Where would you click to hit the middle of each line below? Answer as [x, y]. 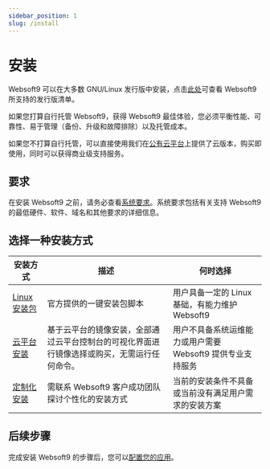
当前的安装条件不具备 [213, 381]
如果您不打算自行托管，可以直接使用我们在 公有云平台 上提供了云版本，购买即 [135, 144]
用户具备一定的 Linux [212, 293]
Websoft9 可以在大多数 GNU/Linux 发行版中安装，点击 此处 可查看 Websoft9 [133, 89]
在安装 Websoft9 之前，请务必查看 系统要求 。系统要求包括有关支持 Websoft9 [135, 203]
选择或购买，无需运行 [112, 354]
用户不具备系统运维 [209, 330]
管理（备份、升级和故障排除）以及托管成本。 [117, 126]
